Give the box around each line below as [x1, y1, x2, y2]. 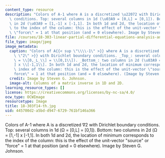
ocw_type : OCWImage [5, 94, 45, 99]
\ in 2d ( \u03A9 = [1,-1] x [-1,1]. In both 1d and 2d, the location [9, 21, 155, 26]
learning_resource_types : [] [5, 85, 65, 90]
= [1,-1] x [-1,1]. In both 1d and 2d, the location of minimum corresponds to [5, 132, 154, 138]
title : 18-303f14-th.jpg [5, 104, 56, 109]
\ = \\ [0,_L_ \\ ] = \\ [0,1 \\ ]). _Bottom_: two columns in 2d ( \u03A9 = [14, 58, 162, 63]
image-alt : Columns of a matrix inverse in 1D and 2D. [9, 80, 124, 85]
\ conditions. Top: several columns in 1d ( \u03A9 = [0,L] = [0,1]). [9, 16, 155, 21]
